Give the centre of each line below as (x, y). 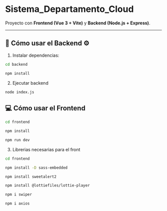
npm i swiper (19, 195)
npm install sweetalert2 (31, 177)
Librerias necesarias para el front (46, 149)
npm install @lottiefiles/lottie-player (48, 186)
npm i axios (17, 204)
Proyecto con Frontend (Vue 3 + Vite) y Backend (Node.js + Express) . (78, 23)
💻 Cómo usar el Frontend (45, 108)
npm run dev (17, 140)
